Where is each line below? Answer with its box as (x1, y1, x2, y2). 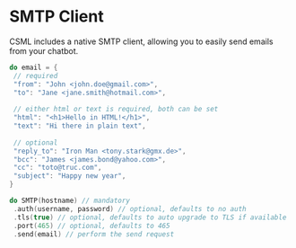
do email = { (9, 63, 58, 72)
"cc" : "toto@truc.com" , (13, 164, 102, 173)
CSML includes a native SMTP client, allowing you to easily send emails (9, 36, 274, 47)
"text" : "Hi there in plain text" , (13, 121, 146, 131)
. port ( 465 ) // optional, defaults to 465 (13, 221, 170, 230)
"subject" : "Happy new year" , (13, 172, 126, 181)
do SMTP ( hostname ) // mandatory (9, 196, 130, 206)
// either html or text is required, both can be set (13, 105, 219, 114)
